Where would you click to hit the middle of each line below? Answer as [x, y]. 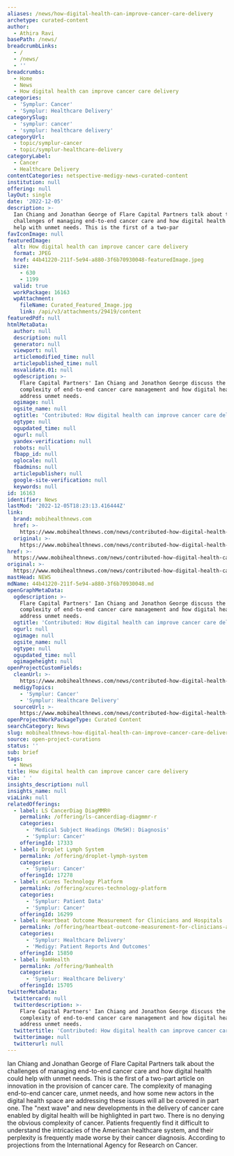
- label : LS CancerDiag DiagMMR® [62, 810]
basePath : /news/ [32, 40]
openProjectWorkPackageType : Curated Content [74, 720]
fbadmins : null [36, 468]
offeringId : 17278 [46, 875]
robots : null [32, 448]
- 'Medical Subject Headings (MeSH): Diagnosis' [97, 830]
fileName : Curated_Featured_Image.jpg [76, 305]
